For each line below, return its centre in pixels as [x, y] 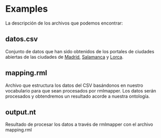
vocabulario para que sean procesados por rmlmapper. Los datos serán [81, 90]
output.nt [21, 112]
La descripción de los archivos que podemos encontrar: [64, 23]
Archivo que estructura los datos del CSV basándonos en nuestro [74, 85]
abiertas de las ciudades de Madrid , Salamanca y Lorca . [64, 57]
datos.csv [22, 39]
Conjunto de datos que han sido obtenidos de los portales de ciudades [80, 51]
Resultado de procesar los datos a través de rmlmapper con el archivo [79, 124]
